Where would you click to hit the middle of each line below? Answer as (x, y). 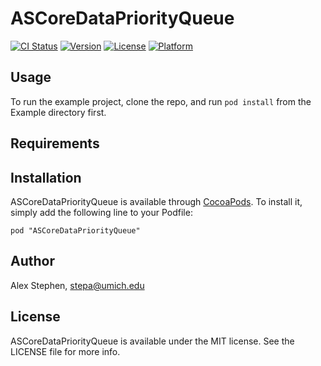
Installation (46, 177)
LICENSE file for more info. (65, 351)
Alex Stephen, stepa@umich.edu (77, 285)
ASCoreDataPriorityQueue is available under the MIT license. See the (152, 341)
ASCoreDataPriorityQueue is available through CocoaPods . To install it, (156, 201)
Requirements (55, 143)
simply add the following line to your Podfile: (101, 212)
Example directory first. (58, 112)
